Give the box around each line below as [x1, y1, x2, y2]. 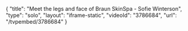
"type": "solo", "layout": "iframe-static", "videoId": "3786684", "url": [6, 12, 177, 19]
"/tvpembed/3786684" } [6, 18, 68, 25]
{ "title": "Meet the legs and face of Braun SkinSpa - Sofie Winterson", [6, 5, 182, 12]
